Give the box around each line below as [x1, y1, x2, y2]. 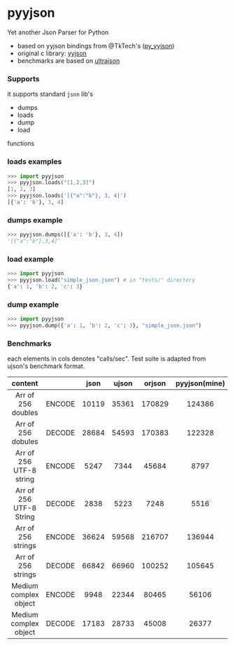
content [11, 379, 38, 388]
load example [7, 254, 55, 264]
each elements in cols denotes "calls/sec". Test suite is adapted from [7, 355, 206, 363]
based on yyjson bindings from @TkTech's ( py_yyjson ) [17, 41, 175, 50]
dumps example [7, 215, 63, 225]
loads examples [7, 157, 62, 167]
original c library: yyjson [17, 49, 87, 57]
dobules [11, 437, 38, 447]
